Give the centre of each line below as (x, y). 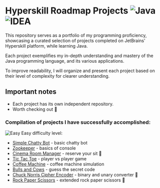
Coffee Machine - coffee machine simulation (58, 164)
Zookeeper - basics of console (44, 148)
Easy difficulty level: (42, 133)
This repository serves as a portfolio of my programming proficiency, (76, 35)
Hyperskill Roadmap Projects (67, 11)
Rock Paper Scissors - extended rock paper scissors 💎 (69, 180)
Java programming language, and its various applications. (65, 61)
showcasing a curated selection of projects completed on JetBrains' (75, 41)
